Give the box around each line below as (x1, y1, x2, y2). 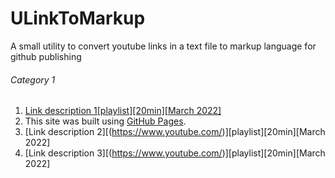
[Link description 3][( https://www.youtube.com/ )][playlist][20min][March (24, 147, 326, 159)
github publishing (10, 50, 82, 62)
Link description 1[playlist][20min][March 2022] (24, 105, 222, 117)
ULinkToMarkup (10, 7, 146, 30)
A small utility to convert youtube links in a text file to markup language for (10, 40, 317, 52)
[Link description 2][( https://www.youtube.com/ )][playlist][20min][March (24, 126, 326, 138)
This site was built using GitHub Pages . (24, 115, 187, 127)
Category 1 (10, 73, 56, 86)
